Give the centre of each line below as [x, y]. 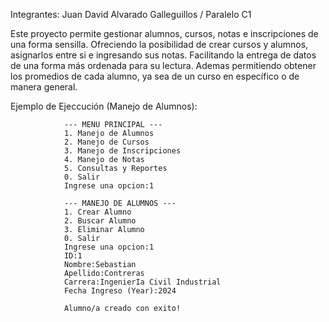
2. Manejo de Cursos [106, 142]
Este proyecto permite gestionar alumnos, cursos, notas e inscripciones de [164, 33]
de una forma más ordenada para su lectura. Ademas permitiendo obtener [163, 65]
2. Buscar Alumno [100, 221]
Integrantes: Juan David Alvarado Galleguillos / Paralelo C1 [131, 14]
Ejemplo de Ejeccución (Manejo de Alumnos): [104, 106]
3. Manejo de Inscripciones [122, 151]
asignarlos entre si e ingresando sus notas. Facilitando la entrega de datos [163, 55]
